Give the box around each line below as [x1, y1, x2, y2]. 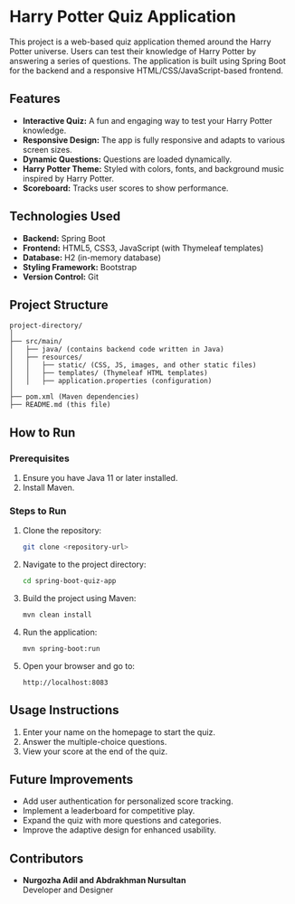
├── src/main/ [9, 337, 63, 346]
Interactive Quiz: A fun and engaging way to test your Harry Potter [22, 115, 273, 126]
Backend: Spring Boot [22, 232, 106, 243]
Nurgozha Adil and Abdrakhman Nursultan [22, 875, 186, 886]
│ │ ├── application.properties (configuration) [9, 377, 213, 386]
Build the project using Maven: [22, 593, 137, 604]
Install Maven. [22, 482, 75, 494]
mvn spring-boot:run [22, 644, 100, 653]
